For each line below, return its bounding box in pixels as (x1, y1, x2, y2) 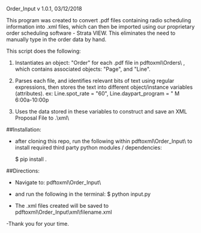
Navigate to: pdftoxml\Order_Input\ (14, 179, 101, 186)
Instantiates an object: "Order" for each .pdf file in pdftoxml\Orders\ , (14, 59, 185, 66)
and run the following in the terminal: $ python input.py (14, 190, 151, 198)
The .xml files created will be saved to (14, 202, 109, 209)
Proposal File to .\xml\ (14, 114, 70, 121)
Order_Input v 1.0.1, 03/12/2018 (6, 5, 82, 12)
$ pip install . (14, 156, 47, 163)
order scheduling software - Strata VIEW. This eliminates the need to (6, 29, 176, 37)
